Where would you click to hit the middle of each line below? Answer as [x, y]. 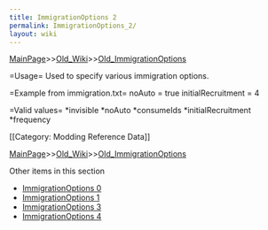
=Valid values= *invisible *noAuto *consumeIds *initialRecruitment [130, 111]
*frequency [30, 119]
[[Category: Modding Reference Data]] [80, 137]
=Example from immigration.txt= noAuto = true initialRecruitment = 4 [134, 93]
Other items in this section [57, 171]
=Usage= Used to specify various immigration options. [109, 76]
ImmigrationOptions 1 [61, 198]
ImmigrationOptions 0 [62, 188]
